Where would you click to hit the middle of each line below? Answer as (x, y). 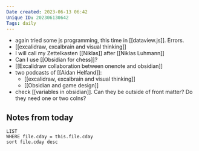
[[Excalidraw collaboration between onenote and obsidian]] (89, 66)
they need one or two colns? (51, 98)
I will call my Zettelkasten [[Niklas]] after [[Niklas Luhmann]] (90, 53)
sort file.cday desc (32, 142)
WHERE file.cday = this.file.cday (50, 137)
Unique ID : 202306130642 (38, 18)
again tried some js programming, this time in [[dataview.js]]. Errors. (99, 41)
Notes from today (40, 117)
